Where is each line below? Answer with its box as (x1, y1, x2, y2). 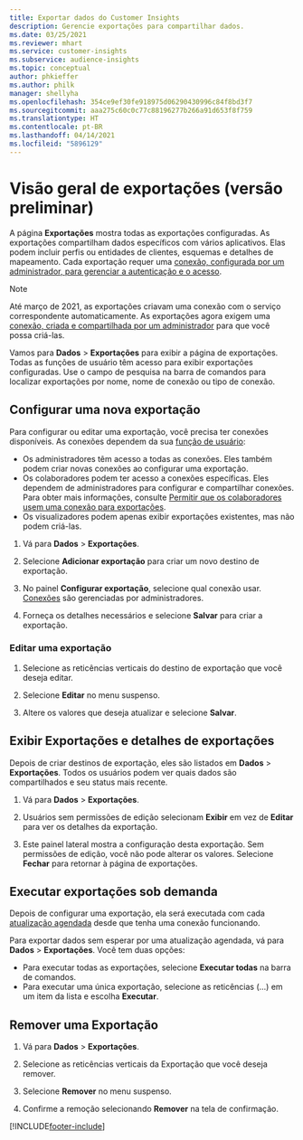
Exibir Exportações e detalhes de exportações (9, 733, 275, 749)
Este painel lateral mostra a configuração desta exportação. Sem (22, 838, 265, 850)
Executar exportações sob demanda (9, 884, 219, 900)
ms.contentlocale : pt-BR (9, 123, 103, 132)
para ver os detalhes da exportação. (22, 821, 158, 832)
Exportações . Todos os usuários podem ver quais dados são (9, 767, 237, 777)
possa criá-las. (9, 329, 65, 340)
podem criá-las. (22, 521, 82, 532)
